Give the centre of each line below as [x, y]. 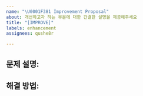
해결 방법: [23, 86]
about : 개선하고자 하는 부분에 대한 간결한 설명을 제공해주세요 [71, 17]
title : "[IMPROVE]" [30, 22]
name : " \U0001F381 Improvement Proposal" [58, 11]
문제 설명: [23, 64]
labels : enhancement [31, 28]
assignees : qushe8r [30, 34]
